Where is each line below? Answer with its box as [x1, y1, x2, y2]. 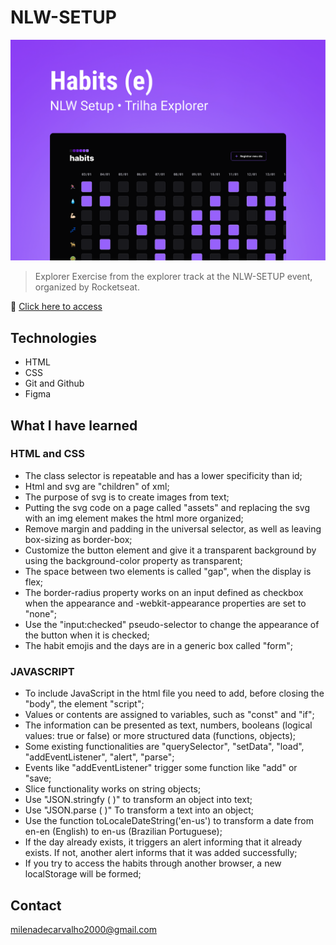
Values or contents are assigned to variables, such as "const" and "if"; [24, 709, 315, 721]
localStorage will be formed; [24, 868, 142, 880]
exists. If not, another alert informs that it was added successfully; [24, 847, 298, 859]
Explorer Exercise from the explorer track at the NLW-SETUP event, [34, 271, 313, 283]
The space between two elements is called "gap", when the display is [24, 565, 312, 577]
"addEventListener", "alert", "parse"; [24, 751, 175, 763]
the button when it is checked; [24, 629, 150, 641]
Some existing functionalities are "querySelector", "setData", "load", [24, 741, 305, 753]
